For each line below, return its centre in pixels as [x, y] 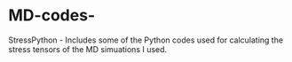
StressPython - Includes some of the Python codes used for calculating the [146, 40]
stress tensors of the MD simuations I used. [88, 49]
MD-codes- [52, 15]
